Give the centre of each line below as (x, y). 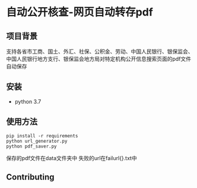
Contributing (30, 177)
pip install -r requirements (42, 136)
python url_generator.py (37, 141)
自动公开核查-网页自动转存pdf (80, 12)
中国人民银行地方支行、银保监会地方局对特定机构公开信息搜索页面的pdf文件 (99, 59)
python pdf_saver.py (32, 146)
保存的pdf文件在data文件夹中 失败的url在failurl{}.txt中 (72, 158)
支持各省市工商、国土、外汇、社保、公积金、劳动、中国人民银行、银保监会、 (100, 51)
